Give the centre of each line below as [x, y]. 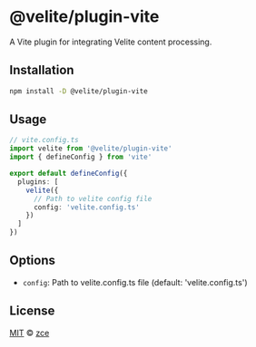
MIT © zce [30, 333]
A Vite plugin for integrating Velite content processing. [111, 42]
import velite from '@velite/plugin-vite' [91, 149]
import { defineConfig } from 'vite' [81, 157]
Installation [42, 70]
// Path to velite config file [93, 198]
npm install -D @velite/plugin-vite [79, 91]
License [32, 311]
